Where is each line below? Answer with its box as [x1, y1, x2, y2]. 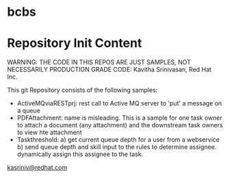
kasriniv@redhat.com [7, 164, 67, 172]
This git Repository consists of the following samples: [7, 86, 158, 94]
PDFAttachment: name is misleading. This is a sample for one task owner [16, 114, 222, 122]
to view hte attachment [16, 128, 82, 137]
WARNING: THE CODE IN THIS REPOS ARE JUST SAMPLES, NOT [7, 58, 192, 66]
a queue [16, 107, 41, 115]
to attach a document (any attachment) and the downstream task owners [16, 121, 224, 129]
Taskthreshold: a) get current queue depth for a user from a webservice [16, 136, 220, 144]
